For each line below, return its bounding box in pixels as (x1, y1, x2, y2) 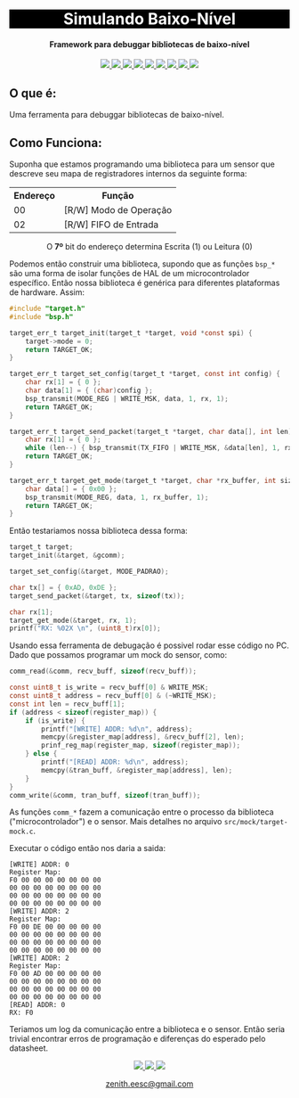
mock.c (9, 827, 34, 837)
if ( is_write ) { (25, 716, 86, 725)
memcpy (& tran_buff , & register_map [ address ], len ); (41, 766, 233, 774)
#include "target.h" (9, 304, 86, 314)
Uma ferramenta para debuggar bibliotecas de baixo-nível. (9, 110, 224, 120)
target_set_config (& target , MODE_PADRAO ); (9, 567, 169, 577)
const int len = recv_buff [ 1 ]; (9, 700, 125, 709)
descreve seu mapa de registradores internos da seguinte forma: (9, 168, 247, 179)
